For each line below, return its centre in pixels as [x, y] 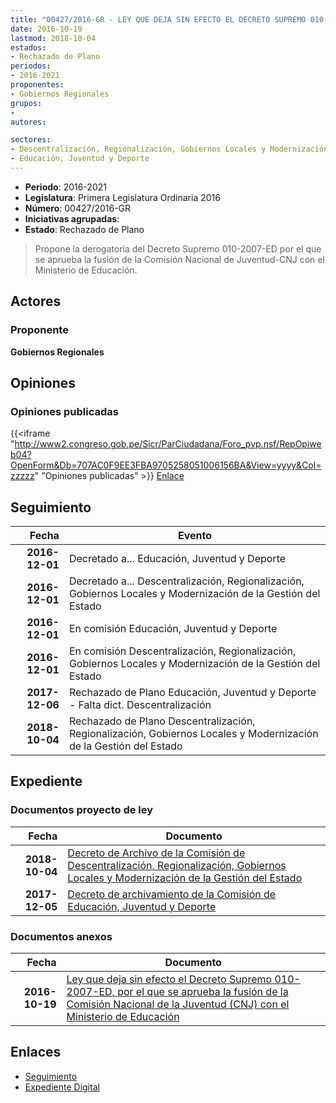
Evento [194, 536]
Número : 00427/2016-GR [78, 208]
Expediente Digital [62, 1087]
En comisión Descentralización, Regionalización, [182, 651]
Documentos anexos [61, 936]
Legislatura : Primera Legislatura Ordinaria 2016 [122, 197]
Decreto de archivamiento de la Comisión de [172, 894]
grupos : [26, 103]
